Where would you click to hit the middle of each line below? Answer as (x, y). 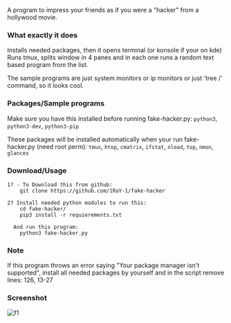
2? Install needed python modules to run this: (77, 203)
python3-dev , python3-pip (43, 126)
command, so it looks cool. (46, 86)
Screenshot (27, 298)
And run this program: (46, 227)
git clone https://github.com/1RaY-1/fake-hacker (93, 190)
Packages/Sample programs (56, 104)
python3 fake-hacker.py (54, 233)
